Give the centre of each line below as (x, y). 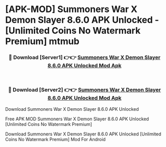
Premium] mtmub (42, 42)
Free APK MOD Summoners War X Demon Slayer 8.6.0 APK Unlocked (77, 119)
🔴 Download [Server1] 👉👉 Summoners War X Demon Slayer (85, 57)
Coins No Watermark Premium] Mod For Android (55, 139)
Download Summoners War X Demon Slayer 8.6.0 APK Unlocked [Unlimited (83, 134)
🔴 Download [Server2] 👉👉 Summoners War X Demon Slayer (85, 90)
